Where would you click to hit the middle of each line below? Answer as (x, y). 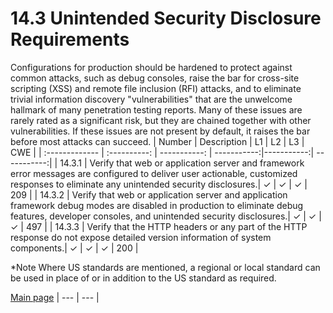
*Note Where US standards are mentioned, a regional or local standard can (165, 267)
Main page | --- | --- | (55, 297)
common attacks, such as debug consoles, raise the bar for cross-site (155, 78)
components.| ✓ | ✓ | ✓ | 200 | (74, 248)
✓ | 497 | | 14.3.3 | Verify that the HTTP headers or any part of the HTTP (159, 226)
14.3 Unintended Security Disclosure (166, 18)
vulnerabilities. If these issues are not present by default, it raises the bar (160, 131)
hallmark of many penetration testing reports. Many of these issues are (156, 109)
